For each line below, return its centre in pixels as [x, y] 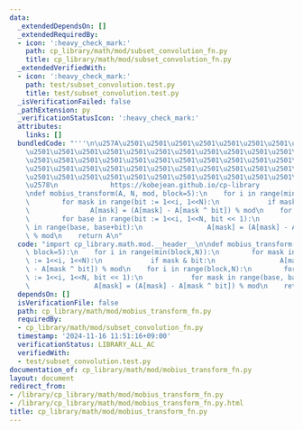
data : [19, 18]
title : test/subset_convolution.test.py [102, 93]
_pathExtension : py [54, 110]
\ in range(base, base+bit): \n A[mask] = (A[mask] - [157, 227]
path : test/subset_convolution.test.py [101, 85]
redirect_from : [38, 387]
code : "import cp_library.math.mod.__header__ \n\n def [120, 244]
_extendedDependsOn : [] [62, 26]
